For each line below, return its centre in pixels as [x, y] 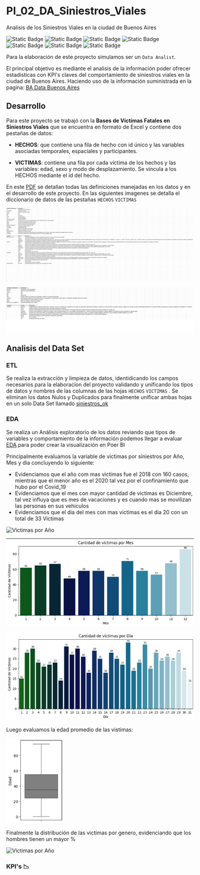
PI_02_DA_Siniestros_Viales [76, 11]
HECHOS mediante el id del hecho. [57, 175]
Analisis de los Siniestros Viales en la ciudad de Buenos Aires [81, 27]
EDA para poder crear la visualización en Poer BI [65, 444]
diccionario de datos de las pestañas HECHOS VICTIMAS [71, 199]
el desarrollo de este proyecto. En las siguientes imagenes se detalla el [93, 193]
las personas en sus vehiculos [52, 506]
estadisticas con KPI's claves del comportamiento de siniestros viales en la [98, 74]
